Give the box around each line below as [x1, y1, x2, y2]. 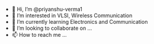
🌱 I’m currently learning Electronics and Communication [11, 18, 148, 25]
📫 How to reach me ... [11, 32, 67, 38]
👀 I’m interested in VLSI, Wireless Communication [11, 12, 133, 19]
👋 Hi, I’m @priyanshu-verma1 [11, 6, 83, 12]
